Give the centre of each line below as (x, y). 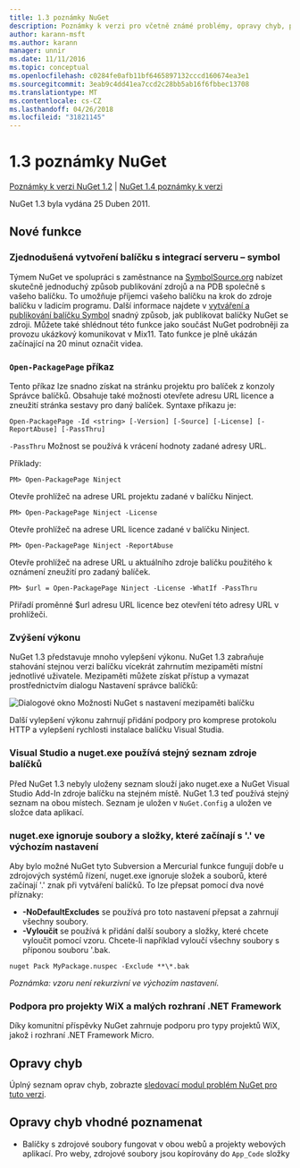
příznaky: (26, 894)
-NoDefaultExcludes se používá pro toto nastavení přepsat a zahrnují (150, 912)
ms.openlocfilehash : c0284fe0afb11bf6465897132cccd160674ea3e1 (129, 76)
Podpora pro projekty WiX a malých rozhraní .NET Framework (146, 1006)
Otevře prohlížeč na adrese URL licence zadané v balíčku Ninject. (129, 530)
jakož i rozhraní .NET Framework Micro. (82, 1036)
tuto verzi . (28, 1095)
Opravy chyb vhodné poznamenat (106, 1123)
